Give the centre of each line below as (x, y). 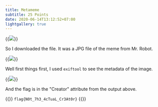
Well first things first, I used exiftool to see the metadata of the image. (79, 69)
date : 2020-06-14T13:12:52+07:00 (40, 19)
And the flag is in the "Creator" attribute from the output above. (71, 89)
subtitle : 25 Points (27, 15)
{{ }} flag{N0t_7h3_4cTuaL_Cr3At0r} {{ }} (46, 99)
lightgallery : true (26, 24)
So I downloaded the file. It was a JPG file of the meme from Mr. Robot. (79, 49)
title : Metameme (22, 10)
